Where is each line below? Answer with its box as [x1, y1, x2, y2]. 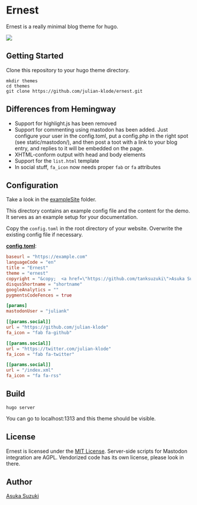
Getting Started [6, 51, 64, 61]
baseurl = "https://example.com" [6, 254, 88, 260]
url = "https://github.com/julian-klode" [6, 324, 109, 330]
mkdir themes [6, 78, 38, 84]
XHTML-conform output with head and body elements [14, 151, 146, 158]
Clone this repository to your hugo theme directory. [6, 66, 130, 73]
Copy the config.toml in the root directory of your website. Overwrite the [6, 225, 183, 232]
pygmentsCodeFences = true [6, 292, 72, 298]
